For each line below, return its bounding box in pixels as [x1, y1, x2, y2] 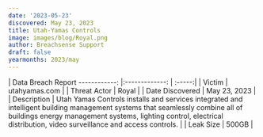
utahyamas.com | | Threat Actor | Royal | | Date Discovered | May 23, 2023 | [8, 86, 256, 95]
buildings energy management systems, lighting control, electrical [8, 111, 223, 120]
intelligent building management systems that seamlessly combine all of [8, 102, 243, 112]
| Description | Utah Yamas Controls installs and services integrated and [8, 94, 243, 104]
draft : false [8, 48, 51, 56]
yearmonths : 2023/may [8, 56, 80, 64]
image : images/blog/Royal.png [8, 33, 109, 42]
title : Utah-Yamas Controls [8, 26, 101, 34]
